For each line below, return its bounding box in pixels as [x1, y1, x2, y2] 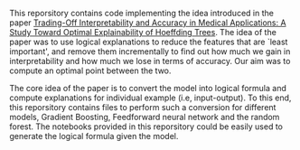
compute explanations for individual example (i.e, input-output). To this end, [9, 92, 292, 103]
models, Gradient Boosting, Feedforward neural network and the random [9, 112, 280, 122]
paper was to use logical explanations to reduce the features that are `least [9, 36, 288, 47]
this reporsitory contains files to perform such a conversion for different [9, 102, 277, 112]
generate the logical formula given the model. [9, 131, 179, 141]
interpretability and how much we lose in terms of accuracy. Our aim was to [9, 56, 291, 66]
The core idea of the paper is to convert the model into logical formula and [9, 83, 286, 93]
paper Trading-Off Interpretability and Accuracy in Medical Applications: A [9, 17, 286, 28]
